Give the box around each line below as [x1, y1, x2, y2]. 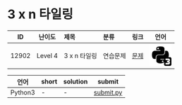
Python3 [10, 88, 35, 97]
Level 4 [36, 51, 59, 59]
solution [63, 78, 88, 86]
